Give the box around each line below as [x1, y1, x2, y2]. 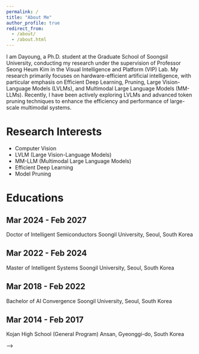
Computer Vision [14, 144, 57, 152]
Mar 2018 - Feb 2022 [6, 282, 85, 292]
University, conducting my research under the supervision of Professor [6, 59, 181, 66]
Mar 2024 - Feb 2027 [6, 215, 87, 225]
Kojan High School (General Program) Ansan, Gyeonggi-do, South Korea [6, 331, 184, 338]
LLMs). [6, 91, 24, 98]
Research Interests [6, 125, 102, 138]
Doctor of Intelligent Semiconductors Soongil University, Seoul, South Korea [6, 231, 193, 238]
